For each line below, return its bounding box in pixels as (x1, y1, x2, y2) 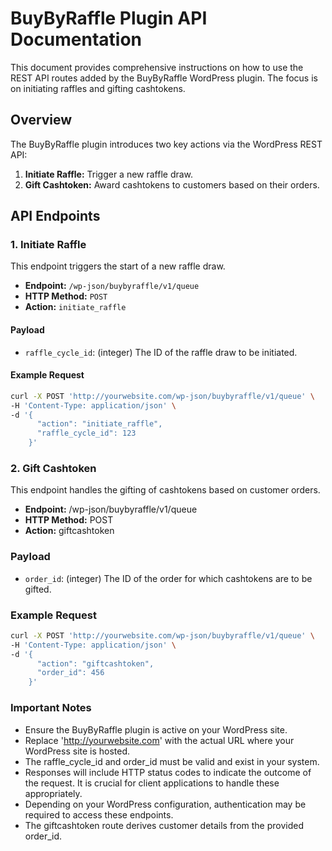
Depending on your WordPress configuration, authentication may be (24, 798, 307, 810)
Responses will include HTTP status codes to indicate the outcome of (24, 766, 312, 778)
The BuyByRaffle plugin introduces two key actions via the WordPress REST (10, 138, 323, 150)
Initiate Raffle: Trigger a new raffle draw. (24, 168, 194, 180)
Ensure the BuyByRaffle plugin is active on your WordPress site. (24, 723, 288, 736)
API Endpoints (10, 208, 101, 225)
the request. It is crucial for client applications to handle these (24, 777, 280, 789)
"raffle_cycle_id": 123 (36, 428, 137, 439)
